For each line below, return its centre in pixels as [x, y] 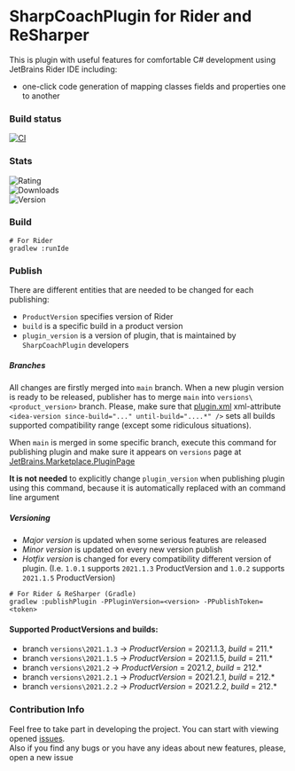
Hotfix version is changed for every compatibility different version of [147, 559]
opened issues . [37, 738]
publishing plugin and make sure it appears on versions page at [125, 452]
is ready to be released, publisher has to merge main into [112, 397]
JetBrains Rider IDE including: [63, 69]
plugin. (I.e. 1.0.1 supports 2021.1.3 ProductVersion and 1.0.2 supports [153, 569]
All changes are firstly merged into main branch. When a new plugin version [147, 388]
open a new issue [41, 757]
